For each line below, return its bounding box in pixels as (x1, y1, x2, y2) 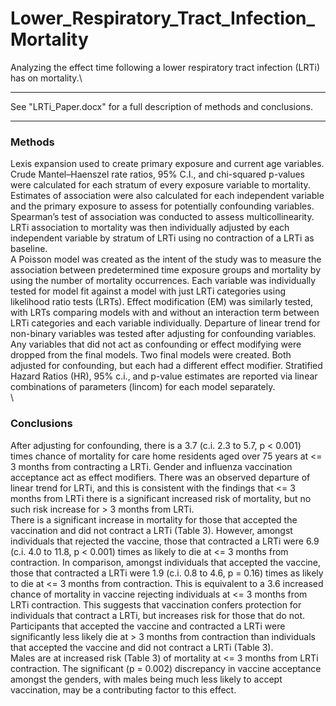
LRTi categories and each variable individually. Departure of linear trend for (10, 317, 321, 329)
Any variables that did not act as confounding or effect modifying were (10, 338, 302, 351)
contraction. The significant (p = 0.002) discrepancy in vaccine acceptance (10, 662, 322, 674)
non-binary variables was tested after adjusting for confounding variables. (10, 328, 317, 340)
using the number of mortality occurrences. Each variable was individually (10, 275, 317, 287)
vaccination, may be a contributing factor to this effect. (10, 683, 237, 696)
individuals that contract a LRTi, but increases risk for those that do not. (10, 609, 306, 621)
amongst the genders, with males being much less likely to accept (10, 673, 283, 685)
